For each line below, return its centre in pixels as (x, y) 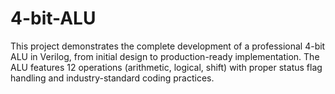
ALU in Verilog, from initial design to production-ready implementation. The (165, 56)
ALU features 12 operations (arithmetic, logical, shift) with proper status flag (166, 67)
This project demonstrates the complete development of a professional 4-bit (168, 46)
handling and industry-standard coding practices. (112, 78)
